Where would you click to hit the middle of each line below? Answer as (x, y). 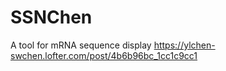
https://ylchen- (184, 45)
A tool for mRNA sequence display (81, 45)
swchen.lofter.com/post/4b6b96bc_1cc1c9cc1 (104, 55)
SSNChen (51, 17)
